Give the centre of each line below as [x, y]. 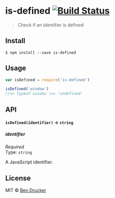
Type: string [19, 152]
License [18, 178]
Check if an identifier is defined [51, 25]
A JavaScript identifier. [29, 162]
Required [15, 147]
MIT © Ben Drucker [26, 190]
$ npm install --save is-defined [41, 53]
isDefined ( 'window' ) [27, 89]
